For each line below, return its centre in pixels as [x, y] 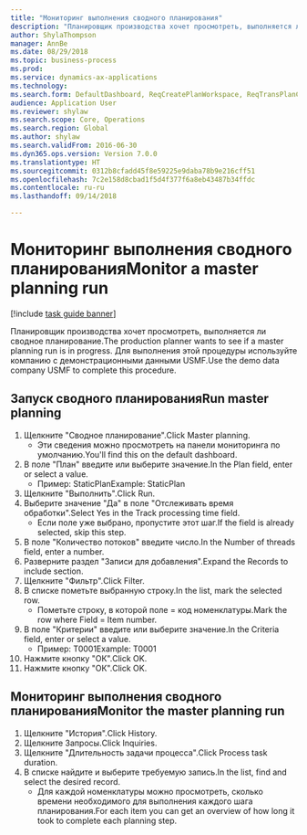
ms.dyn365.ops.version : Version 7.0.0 [84, 153]
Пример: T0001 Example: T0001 [97, 649]
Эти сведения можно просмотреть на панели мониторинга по [159, 445]
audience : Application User [64, 103]
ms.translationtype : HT [56, 162]
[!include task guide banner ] [63, 313]
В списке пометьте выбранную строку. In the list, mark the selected [153, 590]
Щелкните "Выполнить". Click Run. [89, 493]
